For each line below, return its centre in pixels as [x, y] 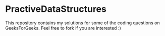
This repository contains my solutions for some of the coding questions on [82, 23]
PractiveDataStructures [56, 9]
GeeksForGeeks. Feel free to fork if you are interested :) [63, 28]
